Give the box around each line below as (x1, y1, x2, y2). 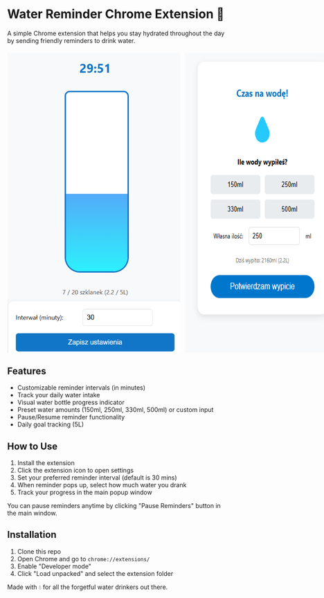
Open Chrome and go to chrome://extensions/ (17, 554, 150, 563)
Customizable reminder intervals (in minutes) (17, 383, 146, 392)
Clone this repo (17, 547, 61, 556)
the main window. (7, 509, 57, 518)
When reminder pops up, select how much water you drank (17, 481, 187, 489)
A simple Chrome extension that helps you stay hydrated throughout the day (7, 29, 225, 37)
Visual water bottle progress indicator (17, 398, 125, 407)
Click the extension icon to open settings (17, 466, 134, 475)
